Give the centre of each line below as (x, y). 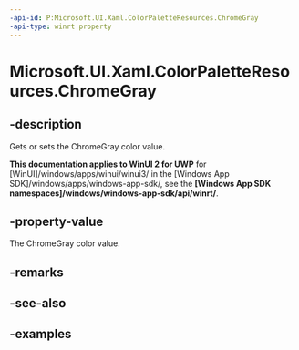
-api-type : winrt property (61, 26)
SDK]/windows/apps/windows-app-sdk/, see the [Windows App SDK (140, 183)
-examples (41, 334)
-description (46, 124)
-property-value (57, 221)
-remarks (36, 272)
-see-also (38, 303)
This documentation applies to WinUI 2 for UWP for (108, 164)
